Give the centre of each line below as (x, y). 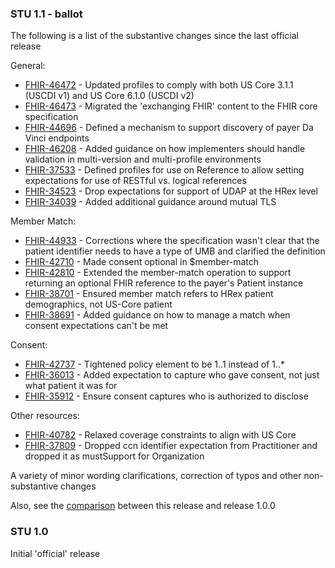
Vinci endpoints (57, 138)
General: (28, 66)
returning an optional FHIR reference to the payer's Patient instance (164, 283)
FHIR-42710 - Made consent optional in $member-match (142, 262)
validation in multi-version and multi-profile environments (143, 159)
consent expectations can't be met (96, 326)
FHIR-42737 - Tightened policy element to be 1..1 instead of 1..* (154, 364)
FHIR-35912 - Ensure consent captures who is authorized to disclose (166, 396)
